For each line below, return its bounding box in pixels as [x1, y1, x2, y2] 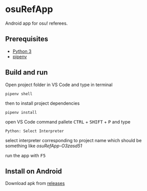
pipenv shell [5, 91, 33, 96]
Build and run [5, 68, 48, 77]
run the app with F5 [5, 152, 46, 158]
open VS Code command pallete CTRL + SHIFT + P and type [5, 118, 131, 124]
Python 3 [12, 48, 32, 54]
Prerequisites [5, 35, 48, 43]
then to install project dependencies [5, 100, 80, 106]
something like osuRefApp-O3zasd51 [5, 143, 82, 149]
